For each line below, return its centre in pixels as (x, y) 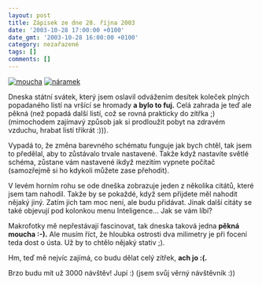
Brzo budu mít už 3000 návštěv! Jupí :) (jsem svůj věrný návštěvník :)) (122, 272)
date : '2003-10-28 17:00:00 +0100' (66, 30)
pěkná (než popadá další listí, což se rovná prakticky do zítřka (108, 113)
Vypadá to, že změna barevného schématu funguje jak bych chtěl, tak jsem (130, 145)
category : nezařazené (44, 45)
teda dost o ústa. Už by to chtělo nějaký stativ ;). (87, 242)
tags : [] (22, 52)
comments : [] (30, 60)
